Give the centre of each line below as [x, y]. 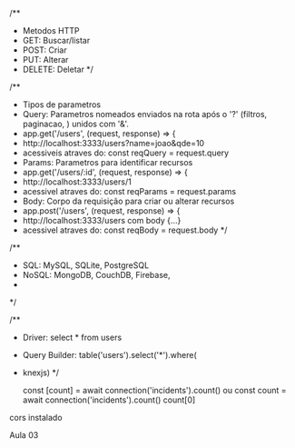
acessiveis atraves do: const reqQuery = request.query [126, 153]
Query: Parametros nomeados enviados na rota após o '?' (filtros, [145, 114]
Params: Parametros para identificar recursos [108, 162]
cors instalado [36, 418]
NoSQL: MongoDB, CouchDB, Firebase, [96, 275]
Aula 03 [24, 435]
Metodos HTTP [51, 30]
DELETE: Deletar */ [58, 69]
